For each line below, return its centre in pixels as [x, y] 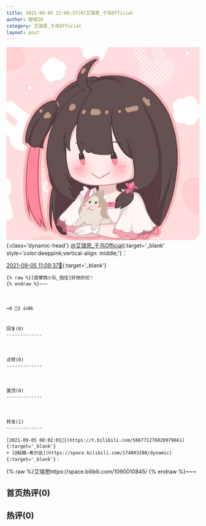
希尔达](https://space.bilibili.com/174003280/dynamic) [101, 453]
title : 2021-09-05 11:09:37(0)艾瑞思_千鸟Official [70, 13]
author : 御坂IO [25, 19]
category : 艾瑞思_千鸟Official [44, 26]
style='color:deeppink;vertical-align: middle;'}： [67, 253]
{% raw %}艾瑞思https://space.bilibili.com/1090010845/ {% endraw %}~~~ [101, 471]
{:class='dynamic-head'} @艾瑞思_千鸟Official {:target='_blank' [86, 246]
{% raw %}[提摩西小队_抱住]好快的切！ [50, 278]
